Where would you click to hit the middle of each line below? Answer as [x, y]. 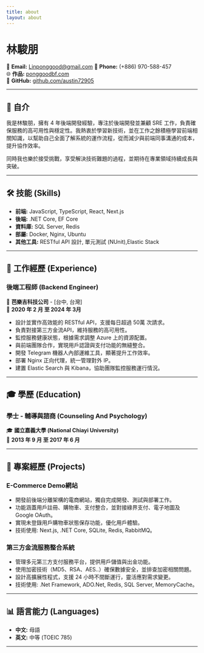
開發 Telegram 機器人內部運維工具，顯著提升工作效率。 [84, 353]
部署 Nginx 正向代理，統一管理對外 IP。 [64, 360]
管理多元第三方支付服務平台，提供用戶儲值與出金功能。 [84, 562]
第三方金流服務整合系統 [40, 548]
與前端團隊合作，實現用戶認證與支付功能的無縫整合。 [82, 345]
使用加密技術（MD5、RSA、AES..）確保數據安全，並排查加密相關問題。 [105, 570]
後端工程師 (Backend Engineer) [53, 288]
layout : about [24, 18]
